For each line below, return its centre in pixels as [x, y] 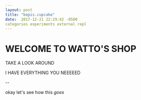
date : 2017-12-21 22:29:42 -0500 [42, 19]
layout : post [19, 10]
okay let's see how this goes [35, 92]
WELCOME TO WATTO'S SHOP [71, 49]
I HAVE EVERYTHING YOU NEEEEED [43, 73]
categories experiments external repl [46, 24]
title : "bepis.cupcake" [30, 15]
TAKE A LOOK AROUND [30, 63]
